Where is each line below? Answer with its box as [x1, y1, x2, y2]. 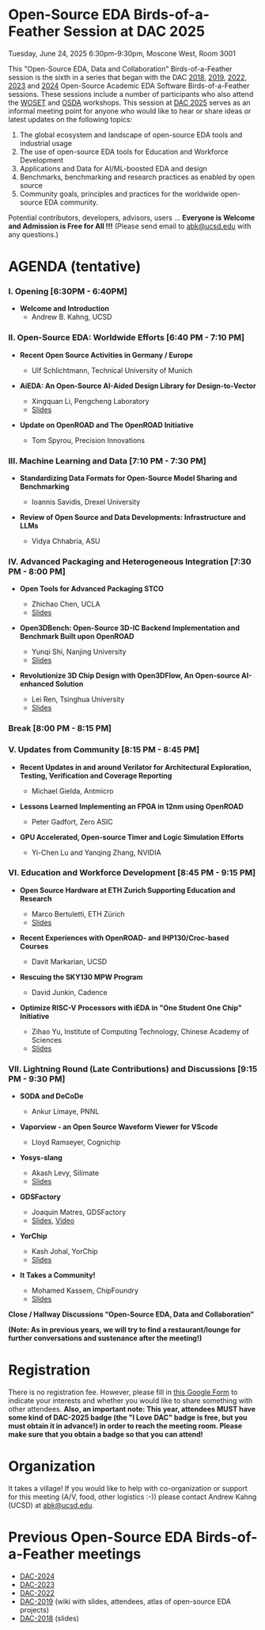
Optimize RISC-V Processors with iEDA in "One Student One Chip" [19, 1002, 243, 1013]
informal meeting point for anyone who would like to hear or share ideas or [8, 106, 252, 116]
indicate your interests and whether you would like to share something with [8, 1396, 253, 1405]
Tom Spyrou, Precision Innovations [31, 435, 145, 445]
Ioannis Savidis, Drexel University [31, 498, 141, 507]
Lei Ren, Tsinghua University [31, 694, 125, 704]
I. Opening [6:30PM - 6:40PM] [8, 286, 128, 297]
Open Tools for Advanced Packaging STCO [19, 584, 165, 594]
